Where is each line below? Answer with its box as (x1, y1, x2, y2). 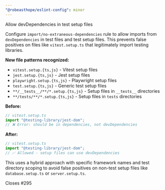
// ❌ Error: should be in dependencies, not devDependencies (5, 122, 138, 128)
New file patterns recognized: (5, 56, 69, 63)
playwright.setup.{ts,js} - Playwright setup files (12, 77, 117, 83)
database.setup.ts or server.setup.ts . (5, 170, 86, 176)
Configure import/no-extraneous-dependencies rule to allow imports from (5, 31, 157, 37)
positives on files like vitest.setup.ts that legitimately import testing (5, 41, 149, 48)
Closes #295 (5, 180, 32, 186)
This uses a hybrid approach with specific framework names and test (5, 159, 150, 165)
